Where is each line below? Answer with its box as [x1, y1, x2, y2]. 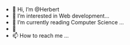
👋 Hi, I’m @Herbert [12, 6, 60, 13]
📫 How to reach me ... [12, 32, 69, 39]
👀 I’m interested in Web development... [12, 12, 110, 19]
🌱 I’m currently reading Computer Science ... [12, 19, 124, 26]
